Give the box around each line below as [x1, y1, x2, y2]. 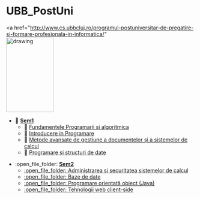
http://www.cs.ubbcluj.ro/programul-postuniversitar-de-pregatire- [29, 24, 194, 31]
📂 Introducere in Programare [23, 129, 94, 137]
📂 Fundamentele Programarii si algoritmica [23, 123, 129, 130]
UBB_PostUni [6, 4, 74, 18]
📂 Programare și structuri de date [23, 149, 106, 156]
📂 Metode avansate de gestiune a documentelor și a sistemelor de [23, 136, 188, 143]
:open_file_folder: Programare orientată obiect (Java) [23, 179, 155, 186]
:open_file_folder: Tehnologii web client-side [23, 186, 133, 193]
